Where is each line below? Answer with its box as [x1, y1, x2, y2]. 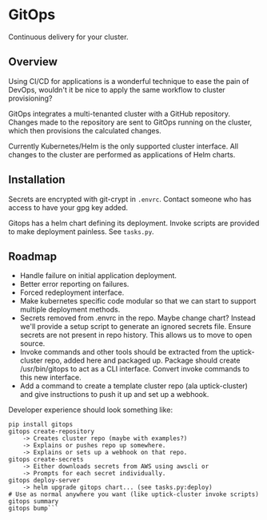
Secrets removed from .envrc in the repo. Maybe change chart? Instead [19, 313, 256, 323]
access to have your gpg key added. [8, 202, 129, 212]
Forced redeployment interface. [19, 288, 125, 297]
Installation [8, 173, 66, 187]
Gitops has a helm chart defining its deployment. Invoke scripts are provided [8, 218, 260, 228]
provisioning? [8, 93, 53, 103]
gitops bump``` [8, 505, 59, 513]
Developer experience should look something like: [8, 405, 173, 415]
